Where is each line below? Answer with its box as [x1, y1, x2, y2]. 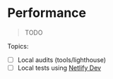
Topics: [7, 42, 29, 50]
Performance [7, 5, 87, 21]
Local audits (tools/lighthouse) [17, 55, 107, 64]
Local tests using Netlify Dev [17, 63, 101, 72]
